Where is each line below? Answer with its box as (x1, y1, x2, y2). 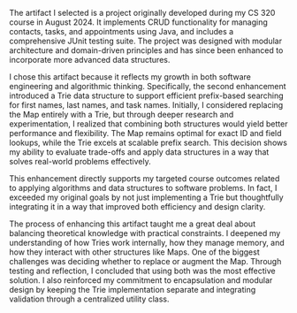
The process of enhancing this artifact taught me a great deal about (9, 218, 256, 229)
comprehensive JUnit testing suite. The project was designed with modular (9, 35, 283, 46)
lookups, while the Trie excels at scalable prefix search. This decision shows (9, 137, 287, 148)
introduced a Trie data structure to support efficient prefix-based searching (9, 90, 285, 101)
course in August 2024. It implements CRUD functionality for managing (9, 17, 268, 27)
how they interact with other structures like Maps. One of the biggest (9, 247, 260, 257)
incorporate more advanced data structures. (9, 55, 171, 65)
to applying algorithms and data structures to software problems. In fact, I (9, 183, 278, 193)
